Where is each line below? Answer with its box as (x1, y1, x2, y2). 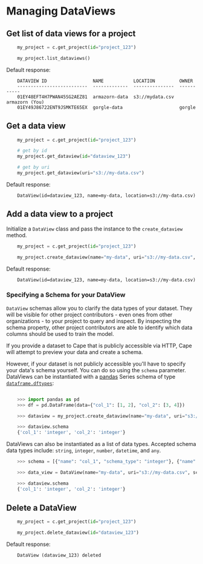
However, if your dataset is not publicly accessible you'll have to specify (6, 360, 186, 367)
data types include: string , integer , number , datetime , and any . (6, 447, 161, 454)
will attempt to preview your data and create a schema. (6, 348, 143, 355)
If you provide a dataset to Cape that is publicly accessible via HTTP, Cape (6, 342, 192, 349)
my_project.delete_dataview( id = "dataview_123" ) (17, 530, 139, 536)
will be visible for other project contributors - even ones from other (6, 310, 173, 318)
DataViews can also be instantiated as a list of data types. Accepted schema (6, 441, 196, 448)
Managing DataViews (6, 4, 116, 18)
